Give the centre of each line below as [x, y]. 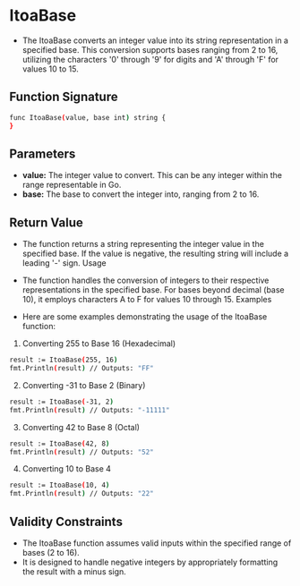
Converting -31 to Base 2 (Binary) [84, 385]
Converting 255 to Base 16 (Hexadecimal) [99, 344]
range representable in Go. [72, 185]
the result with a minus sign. [74, 571]
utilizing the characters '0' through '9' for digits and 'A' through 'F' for [150, 59]
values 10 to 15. [50, 69]
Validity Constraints [66, 521]
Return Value [46, 222]
